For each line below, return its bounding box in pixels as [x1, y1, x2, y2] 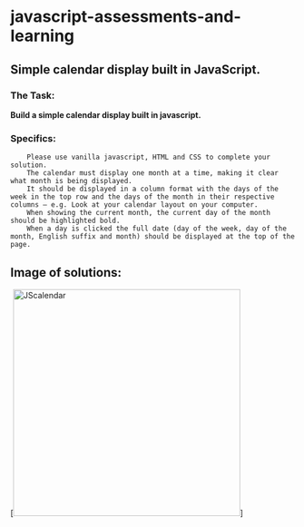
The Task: [10, 89, 55, 102]
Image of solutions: [10, 265, 122, 280]
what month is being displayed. [10, 177, 132, 186]
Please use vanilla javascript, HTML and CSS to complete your [26, 152, 271, 162]
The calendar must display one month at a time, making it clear [26, 169, 279, 178]
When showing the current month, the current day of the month [26, 209, 271, 218]
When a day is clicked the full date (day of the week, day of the [26, 224, 287, 233]
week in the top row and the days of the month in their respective [10, 192, 275, 201]
